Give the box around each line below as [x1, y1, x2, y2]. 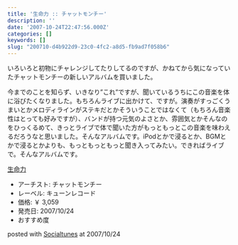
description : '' [7, 17, 55, 24]
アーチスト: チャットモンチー [17, 180, 102, 188]
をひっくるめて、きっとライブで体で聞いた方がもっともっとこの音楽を [7, 124, 212, 131]
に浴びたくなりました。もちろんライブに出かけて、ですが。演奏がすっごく [7, 97, 225, 105]
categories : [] [7, 30, 53, 38]
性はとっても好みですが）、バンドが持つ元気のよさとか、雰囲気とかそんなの [7, 114, 228, 123]
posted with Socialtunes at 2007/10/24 [7, 230, 121, 238]
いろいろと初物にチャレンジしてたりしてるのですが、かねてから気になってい [7, 64, 231, 72]
